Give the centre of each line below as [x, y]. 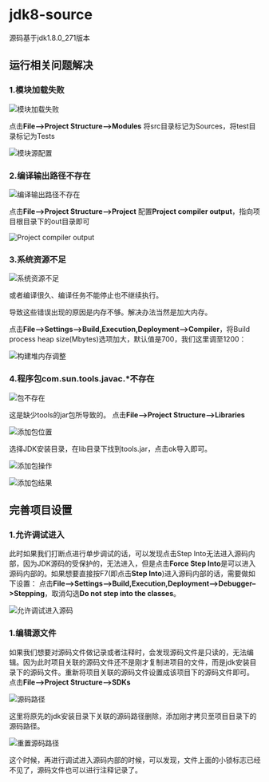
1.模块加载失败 [37, 90]
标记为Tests [35, 136]
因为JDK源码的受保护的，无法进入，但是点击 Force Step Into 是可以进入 [139, 563]
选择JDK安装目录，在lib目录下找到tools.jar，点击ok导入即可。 [111, 448]
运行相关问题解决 [51, 65]
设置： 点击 [34, 583]
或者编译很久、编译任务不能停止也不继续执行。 [86, 295]
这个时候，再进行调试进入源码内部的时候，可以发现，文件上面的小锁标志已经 [135, 760]
